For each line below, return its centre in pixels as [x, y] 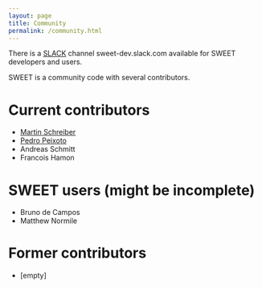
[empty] [33, 276]
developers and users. [45, 62]
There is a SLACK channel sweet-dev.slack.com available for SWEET [122, 54]
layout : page [30, 16]
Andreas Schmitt [47, 149]
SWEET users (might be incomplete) [132, 190]
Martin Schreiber [48, 132]
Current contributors [79, 110]
